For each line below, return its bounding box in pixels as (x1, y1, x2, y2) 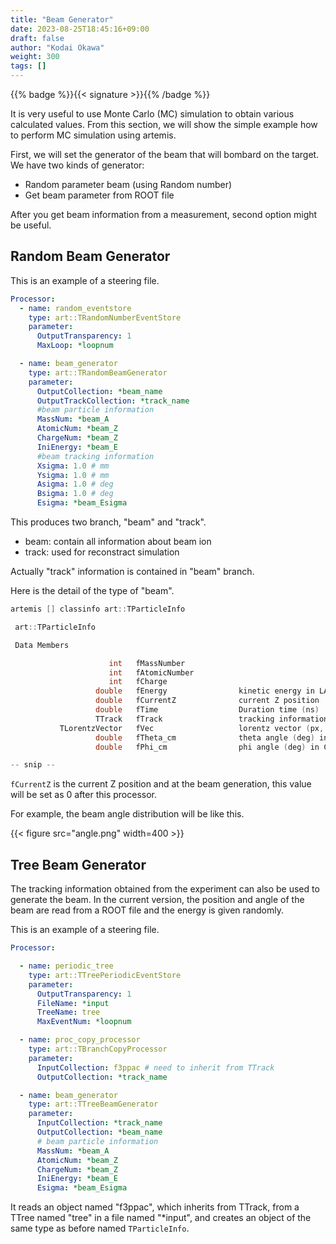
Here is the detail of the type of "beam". (10, 585, 175, 597)
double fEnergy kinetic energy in (95, 686, 315, 696)
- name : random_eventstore (19, 303, 132, 313)
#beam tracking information (36, 451, 155, 461)
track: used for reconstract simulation (24, 546, 180, 558)
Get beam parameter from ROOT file (24, 189, 175, 201)
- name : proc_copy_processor (19, 1035, 141, 1045)
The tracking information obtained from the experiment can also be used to (10, 883, 320, 895)
